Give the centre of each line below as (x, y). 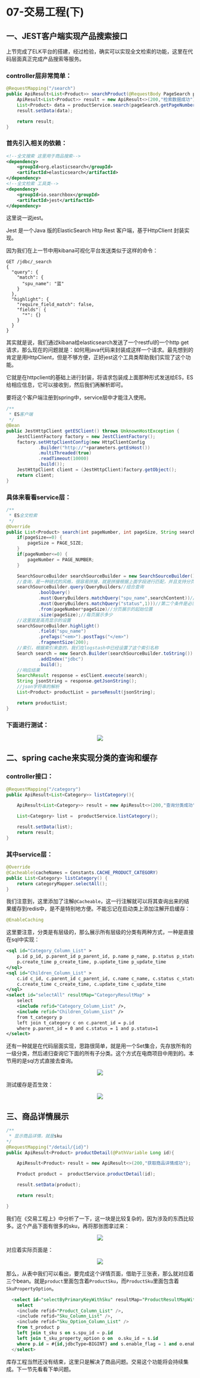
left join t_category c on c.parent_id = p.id (76, 1023)
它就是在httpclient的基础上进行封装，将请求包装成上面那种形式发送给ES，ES (100, 377)
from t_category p (40, 1017)
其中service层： (29, 854)
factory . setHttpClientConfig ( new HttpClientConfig (81, 442)
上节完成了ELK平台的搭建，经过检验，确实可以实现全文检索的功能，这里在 (97, 51)
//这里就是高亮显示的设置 (44, 620)
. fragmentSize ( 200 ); (63, 643)
